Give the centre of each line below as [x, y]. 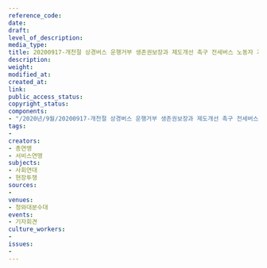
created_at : [28, 82]
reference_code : [35, 15]
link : [17, 89]
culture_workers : [37, 230]
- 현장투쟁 [23, 178]
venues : [21, 200]
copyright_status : [39, 104]
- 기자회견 [23, 222]
